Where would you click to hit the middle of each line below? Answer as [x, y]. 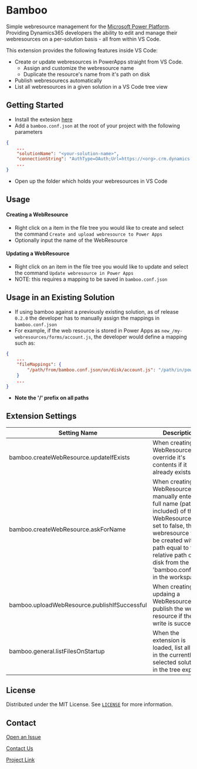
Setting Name [78, 432]
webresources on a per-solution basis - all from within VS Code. [84, 39]
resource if [167, 616]
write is [162, 623]
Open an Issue [23, 737]
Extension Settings [41, 416]
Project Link [21, 760]
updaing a [166, 594]
